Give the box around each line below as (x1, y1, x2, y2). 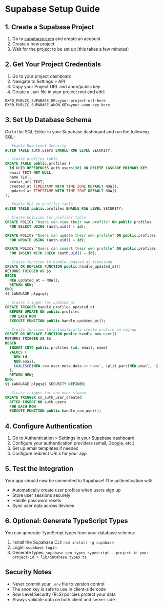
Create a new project (12, 41, 55, 47)
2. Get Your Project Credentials (5, 60, 101, 69)
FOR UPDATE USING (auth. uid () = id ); (9, 238, 86, 243)
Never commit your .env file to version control (12, 581, 105, 587)
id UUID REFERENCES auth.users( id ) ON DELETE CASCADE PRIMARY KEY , (9, 166, 150, 171)
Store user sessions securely (12, 492, 71, 498)
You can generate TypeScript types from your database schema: (5, 529, 135, 535)
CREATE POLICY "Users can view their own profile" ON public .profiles (5, 220, 152, 224)
